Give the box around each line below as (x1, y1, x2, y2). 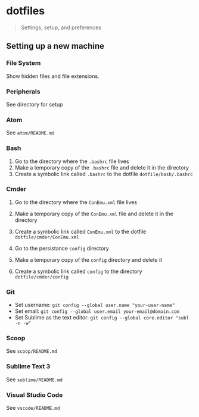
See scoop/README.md (6, 347, 58, 355)
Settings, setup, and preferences (20, 24, 102, 31)
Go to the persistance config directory (14, 244, 109, 252)
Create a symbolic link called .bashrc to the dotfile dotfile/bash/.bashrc (14, 170, 194, 177)
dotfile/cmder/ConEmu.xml (14, 234, 79, 240)
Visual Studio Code (6, 391, 63, 399)
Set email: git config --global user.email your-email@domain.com (14, 308, 180, 315)
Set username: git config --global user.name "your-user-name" (14, 302, 175, 309)
